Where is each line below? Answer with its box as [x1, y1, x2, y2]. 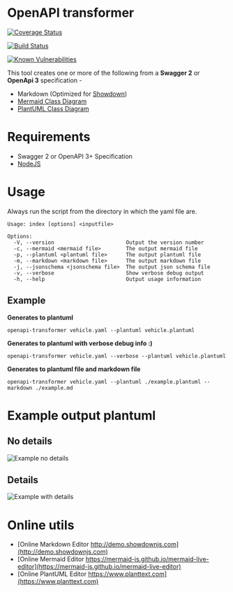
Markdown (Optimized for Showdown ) [17, 89, 128, 98]
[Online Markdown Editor [17, 540, 89, 549]
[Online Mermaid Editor [17, 555, 84, 563]
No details [7, 435, 52, 447]
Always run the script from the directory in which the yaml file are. [7, 207, 197, 215]
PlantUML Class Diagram [17, 104, 89, 113]
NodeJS [17, 159, 41, 168]
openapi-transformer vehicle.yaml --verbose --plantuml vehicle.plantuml [7, 352, 227, 359]
